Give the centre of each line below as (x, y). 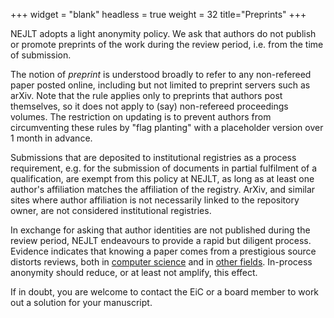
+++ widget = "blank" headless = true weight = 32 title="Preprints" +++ (158, 14)
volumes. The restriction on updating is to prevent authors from (141, 117)
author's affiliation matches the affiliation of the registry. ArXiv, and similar (163, 189)
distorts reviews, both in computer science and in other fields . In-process (161, 262)
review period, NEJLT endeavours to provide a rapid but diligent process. (161, 240)
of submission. (41, 55)
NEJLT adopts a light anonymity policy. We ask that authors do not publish (163, 33)
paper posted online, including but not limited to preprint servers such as (160, 85)
